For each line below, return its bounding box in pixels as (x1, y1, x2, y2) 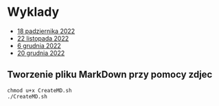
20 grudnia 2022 (16, 49, 65, 57)
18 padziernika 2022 (16, 27, 76, 35)
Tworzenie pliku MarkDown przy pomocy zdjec (7, 69, 213, 81)
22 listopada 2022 (16, 34, 69, 42)
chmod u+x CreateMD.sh (7, 87, 72, 94)
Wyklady (7, 4, 60, 20)
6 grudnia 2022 (16, 41, 62, 50)
